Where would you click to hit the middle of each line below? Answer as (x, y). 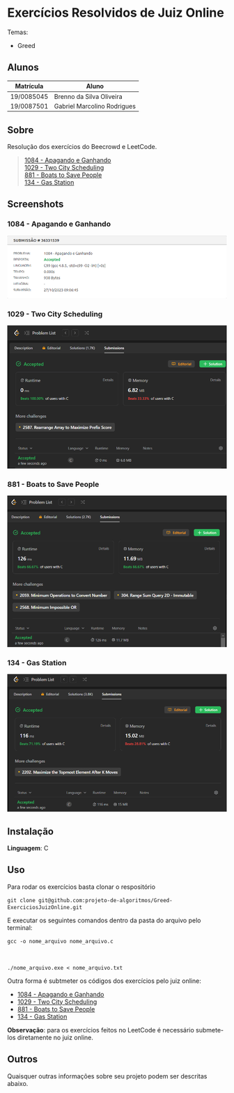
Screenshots (36, 204)
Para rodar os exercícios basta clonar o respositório (81, 887)
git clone (22, 900)
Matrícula (29, 86)
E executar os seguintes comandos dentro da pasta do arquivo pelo (104, 920)
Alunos (23, 68)
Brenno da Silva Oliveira (88, 96)
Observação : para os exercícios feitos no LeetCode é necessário (101, 1030)
